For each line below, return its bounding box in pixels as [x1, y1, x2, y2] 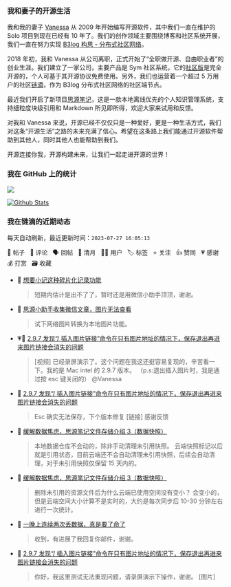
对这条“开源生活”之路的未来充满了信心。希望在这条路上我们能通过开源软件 [7, 127, 218, 136]
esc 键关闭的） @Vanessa [47, 374, 122, 383]
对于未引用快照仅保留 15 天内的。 [46, 459, 141, 467]
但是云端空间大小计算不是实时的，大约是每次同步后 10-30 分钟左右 [34, 497, 223, 505]
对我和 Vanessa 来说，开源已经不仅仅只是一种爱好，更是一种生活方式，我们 [7, 118, 221, 127]
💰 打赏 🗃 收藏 [7, 259, 52, 267]
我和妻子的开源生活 [7, 6, 71, 15]
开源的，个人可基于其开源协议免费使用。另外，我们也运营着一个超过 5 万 [7, 72, 213, 81]
